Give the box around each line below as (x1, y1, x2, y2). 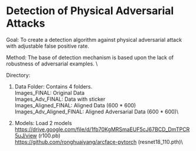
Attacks (6, 17, 45, 30)
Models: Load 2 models (14, 119, 72, 126)
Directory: (6, 71, 31, 78)
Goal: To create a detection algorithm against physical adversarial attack (6, 36, 182, 43)
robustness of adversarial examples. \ (6, 60, 98, 67)
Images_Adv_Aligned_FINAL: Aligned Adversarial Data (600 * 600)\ (14, 108, 179, 115)
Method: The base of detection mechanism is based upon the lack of (6, 54, 174, 61)
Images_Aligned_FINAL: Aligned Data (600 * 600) (14, 101, 136, 109)
